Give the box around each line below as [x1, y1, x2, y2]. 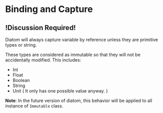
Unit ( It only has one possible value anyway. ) [12, 88, 108, 93]
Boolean [12, 77, 30, 83]
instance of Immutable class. [5, 103, 63, 108]
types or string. [5, 42, 37, 48]
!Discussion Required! [5, 23, 76, 32]
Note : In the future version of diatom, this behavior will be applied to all [5, 97, 152, 103]
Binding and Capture [5, 3, 93, 15]
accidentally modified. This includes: [5, 57, 81, 63]
